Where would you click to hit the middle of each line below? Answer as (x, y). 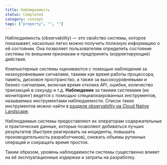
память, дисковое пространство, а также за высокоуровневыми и (76, 79)
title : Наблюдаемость (28, 10)
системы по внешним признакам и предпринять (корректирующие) (78, 54)
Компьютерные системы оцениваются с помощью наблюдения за (76, 69)
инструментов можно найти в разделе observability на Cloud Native (77, 106)
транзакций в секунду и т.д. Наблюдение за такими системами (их (77, 90)
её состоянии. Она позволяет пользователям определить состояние (79, 48)
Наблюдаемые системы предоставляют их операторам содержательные (83, 121)
